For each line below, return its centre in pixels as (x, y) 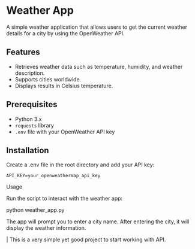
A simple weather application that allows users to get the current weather (97, 27)
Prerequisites (32, 104)
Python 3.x (28, 119)
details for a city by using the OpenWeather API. (65, 33)
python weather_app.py (35, 210)
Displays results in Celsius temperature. (64, 86)
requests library (34, 125)
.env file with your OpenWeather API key (65, 132)
